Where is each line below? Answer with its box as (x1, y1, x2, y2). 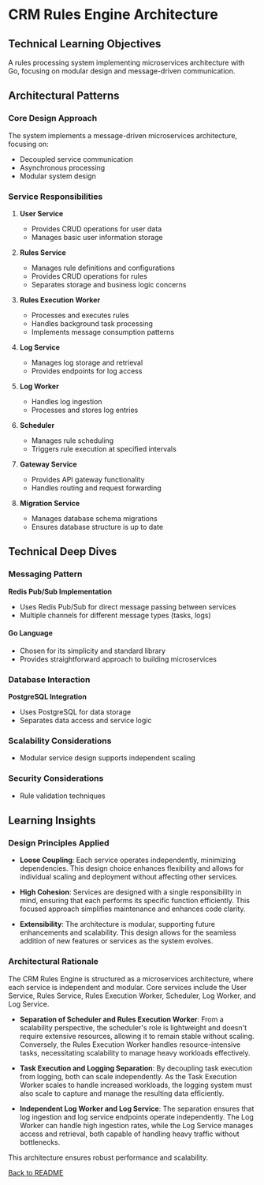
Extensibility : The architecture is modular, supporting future (19, 920, 215, 929)
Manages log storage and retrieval (31, 358, 143, 367)
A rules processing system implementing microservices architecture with (8, 58, 245, 67)
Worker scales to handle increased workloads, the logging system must (19, 1080, 252, 1089)
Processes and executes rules (31, 310, 130, 320)
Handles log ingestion (31, 396, 102, 406)
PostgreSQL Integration (8, 692, 87, 702)
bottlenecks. (19, 1137, 61, 1146)
